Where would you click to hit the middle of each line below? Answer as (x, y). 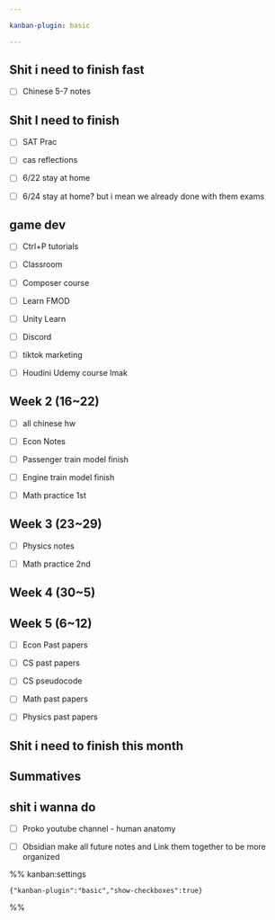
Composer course (56, 282)
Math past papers (55, 699)
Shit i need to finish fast (77, 70)
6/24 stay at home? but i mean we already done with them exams (143, 196)
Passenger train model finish (75, 459)
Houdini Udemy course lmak (75, 372)
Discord (37, 336)
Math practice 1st (54, 495)
